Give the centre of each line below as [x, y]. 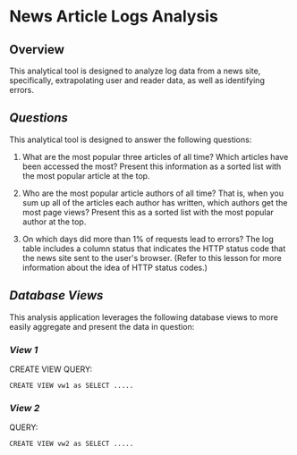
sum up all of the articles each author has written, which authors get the [155, 202]
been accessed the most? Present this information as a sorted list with [152, 166]
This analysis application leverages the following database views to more [144, 317]
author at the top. [54, 222]
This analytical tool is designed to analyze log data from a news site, [135, 71]
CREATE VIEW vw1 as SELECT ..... [72, 385]
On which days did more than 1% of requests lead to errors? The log [148, 239]
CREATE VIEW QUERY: [51, 369]
